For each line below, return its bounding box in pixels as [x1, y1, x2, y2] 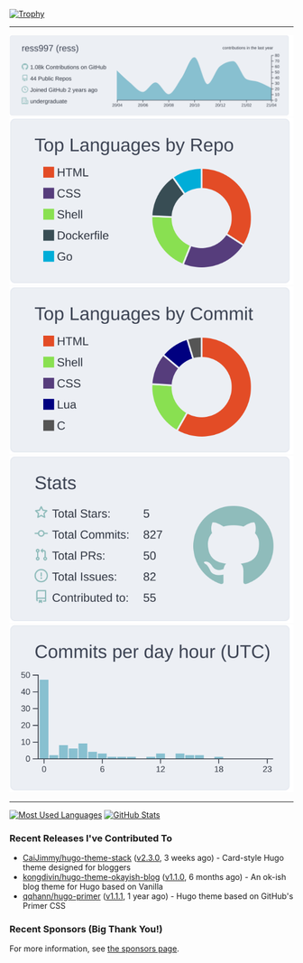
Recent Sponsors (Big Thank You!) [9, 922, 163, 935]
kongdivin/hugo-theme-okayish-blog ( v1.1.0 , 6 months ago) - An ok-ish [22, 871, 287, 882]
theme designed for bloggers [22, 862, 131, 873]
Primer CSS [22, 900, 66, 911]
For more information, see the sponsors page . [9, 943, 180, 954]
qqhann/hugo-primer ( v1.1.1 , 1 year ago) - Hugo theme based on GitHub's [22, 890, 294, 902]
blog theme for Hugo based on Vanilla [22, 881, 164, 892]
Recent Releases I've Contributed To [9, 831, 173, 844]
